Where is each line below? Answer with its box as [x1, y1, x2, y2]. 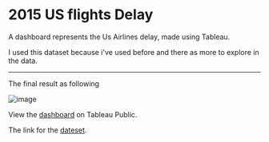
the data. [8, 56, 38, 65]
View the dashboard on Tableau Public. [8, 109, 138, 119]
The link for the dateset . [8, 125, 87, 135]
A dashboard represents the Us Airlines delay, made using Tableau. [8, 32, 231, 41]
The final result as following [8, 78, 100, 89]
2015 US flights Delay [8, 6, 154, 24]
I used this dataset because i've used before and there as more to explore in [8, 47, 259, 57]
